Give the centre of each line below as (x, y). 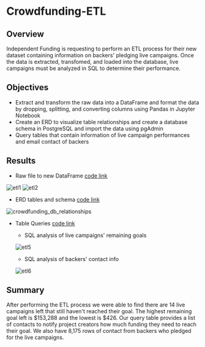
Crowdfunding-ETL (56, 11)
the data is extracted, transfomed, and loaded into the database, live (92, 62)
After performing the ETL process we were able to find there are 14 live (96, 305)
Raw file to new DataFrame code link (61, 176)
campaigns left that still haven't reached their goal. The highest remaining (99, 311)
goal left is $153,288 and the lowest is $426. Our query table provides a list (101, 318)
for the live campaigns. (35, 337)
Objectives (28, 88)
